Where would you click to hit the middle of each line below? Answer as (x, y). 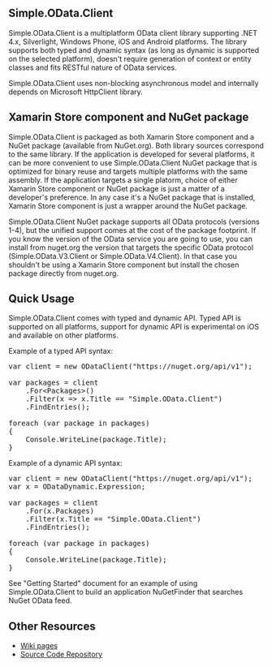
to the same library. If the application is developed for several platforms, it (132, 154)
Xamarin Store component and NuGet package (129, 117)
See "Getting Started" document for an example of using (103, 583)
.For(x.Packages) (60, 511)
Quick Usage (41, 299)
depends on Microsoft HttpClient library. (76, 92)
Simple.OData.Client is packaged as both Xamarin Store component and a (131, 136)
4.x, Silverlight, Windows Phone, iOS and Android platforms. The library (128, 41)
